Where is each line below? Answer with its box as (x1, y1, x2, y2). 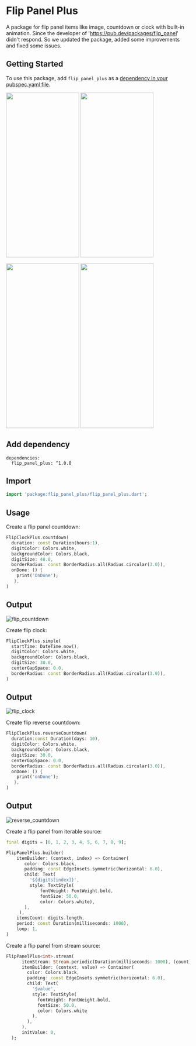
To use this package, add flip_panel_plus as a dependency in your (6, 74, 168, 81)
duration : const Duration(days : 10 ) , (11, 736, 100, 742)
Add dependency (6, 440, 70, 450)
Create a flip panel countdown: (6, 523, 80, 530)
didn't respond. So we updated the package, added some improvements (6, 36, 180, 43)
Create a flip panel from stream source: (6, 942, 101, 949)
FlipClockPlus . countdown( (6, 534, 69, 541)
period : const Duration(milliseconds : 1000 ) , (16, 921, 129, 927)
